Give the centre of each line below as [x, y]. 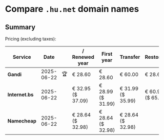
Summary [20, 27]
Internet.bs [21, 95]
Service [22, 57]
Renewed [83, 57]
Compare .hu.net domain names [72, 9]
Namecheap [22, 121]
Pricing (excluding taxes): [31, 39]
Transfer [130, 57]
